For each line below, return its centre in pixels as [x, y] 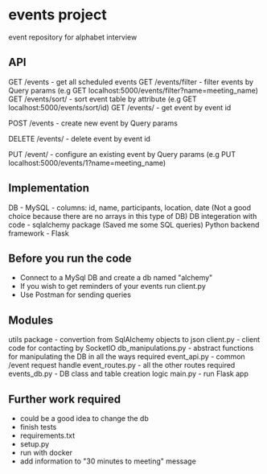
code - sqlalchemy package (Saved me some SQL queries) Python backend [134, 225]
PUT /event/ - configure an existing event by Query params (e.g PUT [122, 154]
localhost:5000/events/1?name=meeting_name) [87, 163]
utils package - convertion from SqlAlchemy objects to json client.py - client [134, 340]
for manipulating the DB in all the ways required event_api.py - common [127, 357]
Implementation [49, 188]
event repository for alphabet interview [73, 37]
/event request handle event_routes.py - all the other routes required [122, 365]
